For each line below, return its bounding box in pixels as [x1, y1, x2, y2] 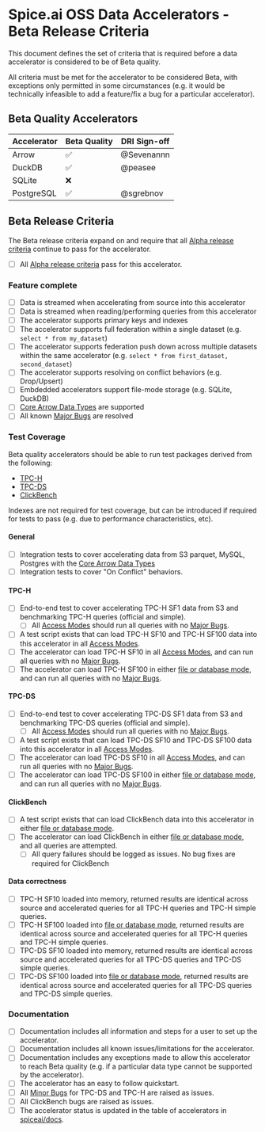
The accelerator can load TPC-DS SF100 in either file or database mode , [19, 770, 256, 779]
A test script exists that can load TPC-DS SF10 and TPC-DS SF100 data [19, 735, 252, 745]
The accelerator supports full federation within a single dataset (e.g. [19, 325, 241, 334]
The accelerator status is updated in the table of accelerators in [19, 1105, 227, 1115]
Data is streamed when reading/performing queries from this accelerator [19, 307, 257, 316]
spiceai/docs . [19, 1115, 65, 1124]
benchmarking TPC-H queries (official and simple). [19, 612, 186, 622]
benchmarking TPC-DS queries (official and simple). [19, 718, 191, 727]
